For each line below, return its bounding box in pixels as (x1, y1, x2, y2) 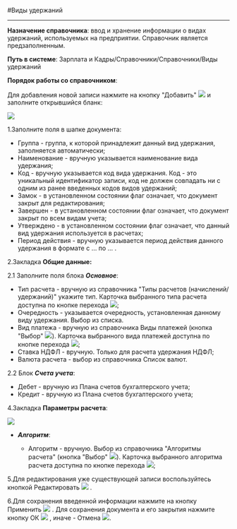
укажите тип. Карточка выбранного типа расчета (58, 292, 207, 301)
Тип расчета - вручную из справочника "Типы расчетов (17, 285, 187, 293)
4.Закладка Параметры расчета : (7, 404, 108, 412)
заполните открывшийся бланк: (7, 98, 103, 107)
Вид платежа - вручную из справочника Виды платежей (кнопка (17, 323, 213, 331)
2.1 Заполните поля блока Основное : (7, 271, 119, 280)
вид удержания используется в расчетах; (17, 229, 143, 237)
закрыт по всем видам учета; (17, 214, 107, 222)
